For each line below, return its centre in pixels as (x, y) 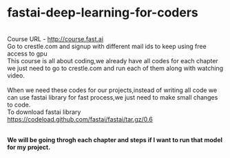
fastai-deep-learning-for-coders (103, 13)
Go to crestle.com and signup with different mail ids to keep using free (107, 46)
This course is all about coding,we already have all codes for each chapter (113, 60)
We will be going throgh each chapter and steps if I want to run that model (115, 139)
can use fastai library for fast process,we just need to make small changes (113, 97)
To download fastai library (44, 112)
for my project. (29, 147)
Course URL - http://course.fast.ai (55, 38)
